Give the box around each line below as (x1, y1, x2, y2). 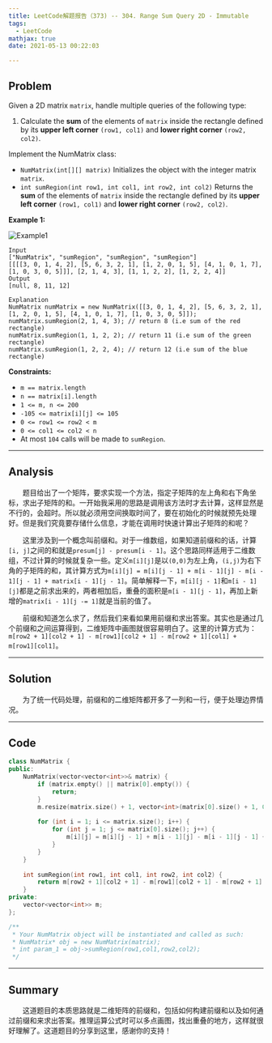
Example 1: (8, 215, 46, 224)
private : (8, 893, 38, 901)
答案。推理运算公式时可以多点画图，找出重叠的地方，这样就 (57, 1015, 257, 1025)
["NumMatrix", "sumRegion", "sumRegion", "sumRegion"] (8, 253, 198, 262)
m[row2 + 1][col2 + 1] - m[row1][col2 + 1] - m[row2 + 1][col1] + (8, 632, 237, 641)
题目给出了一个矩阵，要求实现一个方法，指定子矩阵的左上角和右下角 (23, 487, 249, 497)
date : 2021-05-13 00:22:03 (8, 42, 100, 50)
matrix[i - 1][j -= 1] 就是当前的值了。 (23, 596, 156, 606)
